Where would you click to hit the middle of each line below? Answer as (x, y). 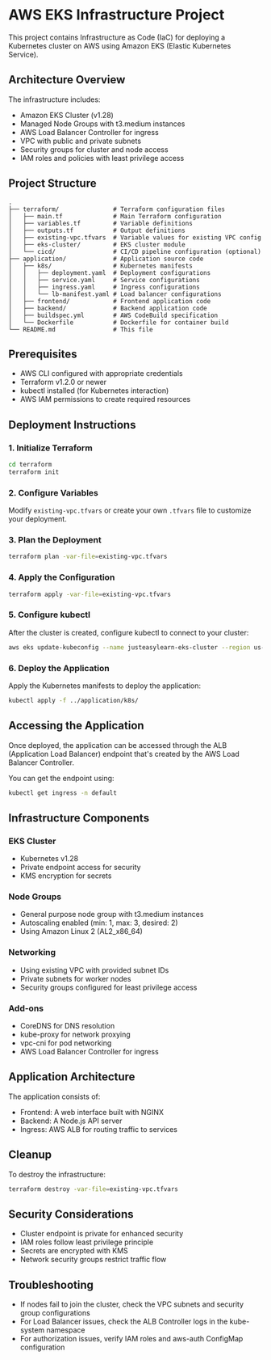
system (32, 1330)
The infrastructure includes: (54, 99)
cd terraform (30, 465)
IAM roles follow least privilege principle (87, 1242)
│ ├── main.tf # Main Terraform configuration (115, 216)
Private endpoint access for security (80, 868)
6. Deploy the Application (59, 668)
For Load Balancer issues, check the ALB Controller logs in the (124, 1322)
